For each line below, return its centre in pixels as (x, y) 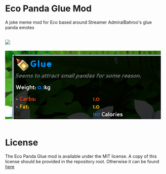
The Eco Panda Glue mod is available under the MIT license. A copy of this (81, 156)
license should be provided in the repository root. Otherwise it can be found (82, 161)
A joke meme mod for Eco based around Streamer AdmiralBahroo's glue (79, 22)
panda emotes (20, 27)
